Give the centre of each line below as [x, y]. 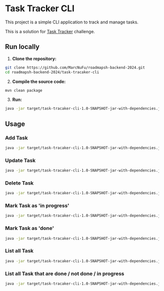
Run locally [22, 47]
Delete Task [20, 183]
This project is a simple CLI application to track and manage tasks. [72, 22]
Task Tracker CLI [40, 9]
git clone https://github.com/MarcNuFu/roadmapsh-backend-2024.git [75, 67]
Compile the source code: [39, 82]
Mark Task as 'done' [30, 229]
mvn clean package [24, 90]
